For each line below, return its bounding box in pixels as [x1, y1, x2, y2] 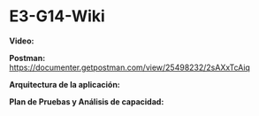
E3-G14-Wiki [9, 6, 106, 27]
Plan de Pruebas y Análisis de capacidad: [9, 96, 164, 107]
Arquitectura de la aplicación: [9, 79, 121, 89]
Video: [9, 35, 34, 46]
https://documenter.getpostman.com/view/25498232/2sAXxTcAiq [9, 62, 250, 73]
